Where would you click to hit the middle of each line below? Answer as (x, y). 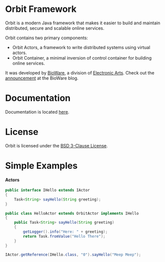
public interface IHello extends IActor (48, 190)
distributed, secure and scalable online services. (55, 28)
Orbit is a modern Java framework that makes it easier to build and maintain (83, 23)
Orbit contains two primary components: (47, 38)
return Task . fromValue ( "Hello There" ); (64, 236)
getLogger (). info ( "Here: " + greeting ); (65, 232)
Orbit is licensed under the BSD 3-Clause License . (56, 145)
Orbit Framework (41, 9)
